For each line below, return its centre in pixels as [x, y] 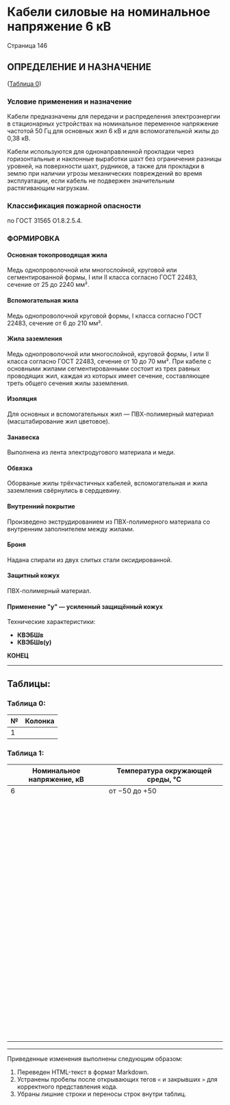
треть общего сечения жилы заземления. [68, 383]
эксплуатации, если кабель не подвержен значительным [91, 181]
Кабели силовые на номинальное [109, 12]
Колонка [40, 721]
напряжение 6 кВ [59, 26]
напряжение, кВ [56, 780]
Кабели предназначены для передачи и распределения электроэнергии [114, 117]
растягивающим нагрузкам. [48, 188]
